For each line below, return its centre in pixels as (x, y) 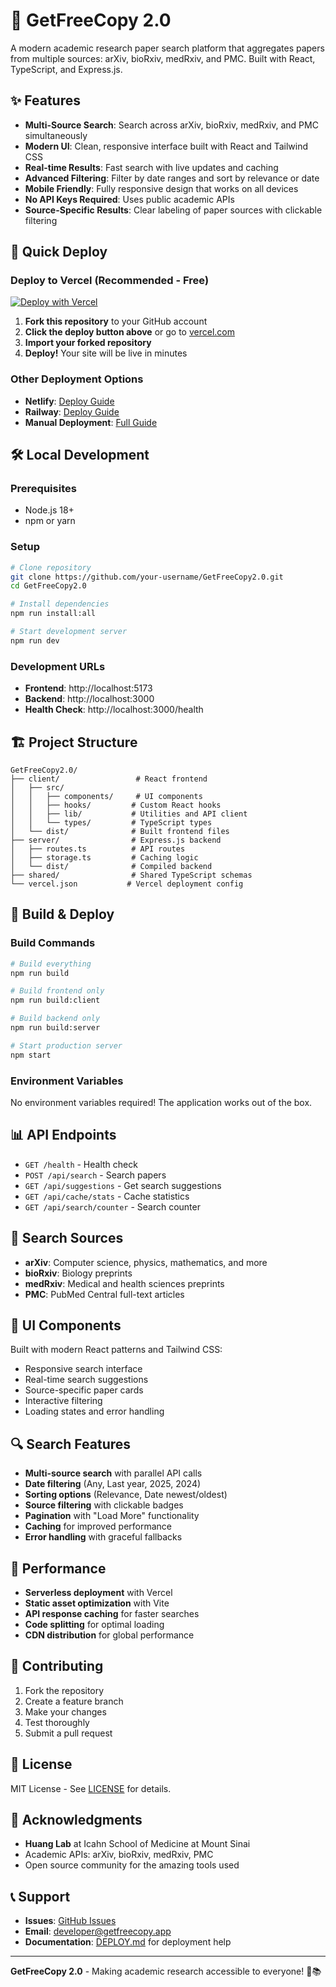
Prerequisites (43, 489)
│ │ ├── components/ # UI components (106, 796)
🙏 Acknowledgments (76, 1820)
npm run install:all (53, 614)
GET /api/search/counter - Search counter (112, 1206)
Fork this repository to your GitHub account (116, 321)
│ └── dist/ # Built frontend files (120, 831)
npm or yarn (50, 521)
